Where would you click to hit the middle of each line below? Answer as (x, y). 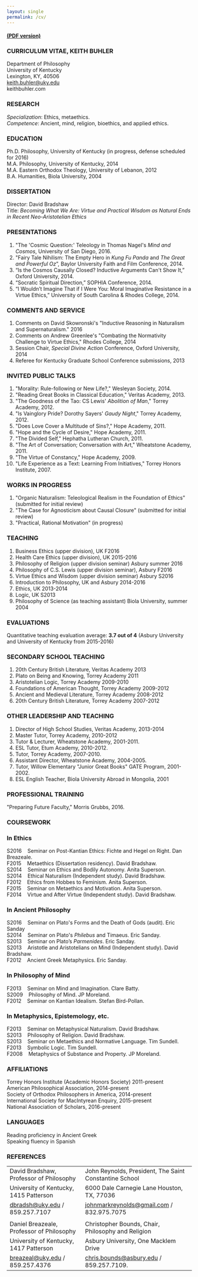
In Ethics (19, 838)
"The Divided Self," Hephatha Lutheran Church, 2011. (79, 438)
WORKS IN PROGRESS (39, 485)
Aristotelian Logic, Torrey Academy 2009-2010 (72, 682)
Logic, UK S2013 (35, 594)
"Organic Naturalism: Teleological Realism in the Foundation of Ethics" (100, 498)
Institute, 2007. (33, 470)
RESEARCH (23, 104)
